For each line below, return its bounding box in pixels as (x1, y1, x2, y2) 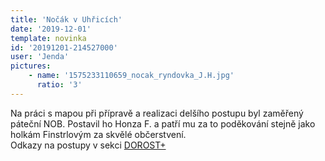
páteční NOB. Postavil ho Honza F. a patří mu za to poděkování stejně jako (10, 117, 316, 130)
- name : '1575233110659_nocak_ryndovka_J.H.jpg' (28, 71, 235, 81)
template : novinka (10, 33, 87, 43)
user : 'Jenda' (10, 52, 70, 62)
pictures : (10, 61, 52, 71)
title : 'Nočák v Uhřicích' (10, 14, 123, 25)
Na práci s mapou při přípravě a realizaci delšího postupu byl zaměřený (10, 107, 304, 119)
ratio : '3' (36, 80, 83, 90)
